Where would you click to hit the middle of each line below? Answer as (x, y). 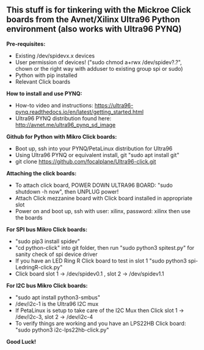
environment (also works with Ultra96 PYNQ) (94, 29)
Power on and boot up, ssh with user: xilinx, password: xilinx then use (103, 211)
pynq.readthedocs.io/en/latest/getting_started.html (79, 112)
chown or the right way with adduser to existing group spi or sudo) (99, 68)
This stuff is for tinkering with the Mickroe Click (99, 10)
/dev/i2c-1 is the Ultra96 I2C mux (57, 304)
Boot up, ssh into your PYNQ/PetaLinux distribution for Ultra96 (94, 148)
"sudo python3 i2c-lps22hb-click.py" (62, 330)
